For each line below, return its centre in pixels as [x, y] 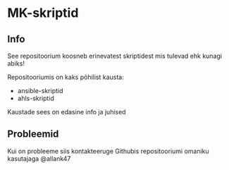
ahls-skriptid [36, 98]
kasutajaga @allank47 [39, 158]
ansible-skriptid [40, 91]
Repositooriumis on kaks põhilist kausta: [66, 77]
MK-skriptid [43, 13]
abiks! [16, 63]
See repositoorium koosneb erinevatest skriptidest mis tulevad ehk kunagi [114, 56]
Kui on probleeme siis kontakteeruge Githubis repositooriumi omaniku [108, 151]
